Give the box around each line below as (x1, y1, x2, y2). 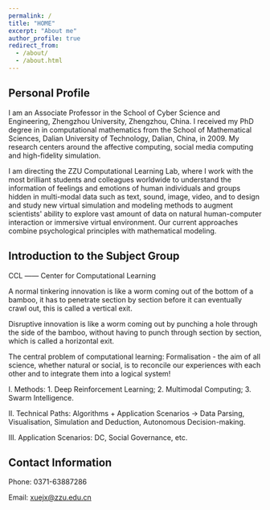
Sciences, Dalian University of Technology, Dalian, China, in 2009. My (8, 134, 239, 143)
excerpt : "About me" (8, 27, 78, 35)
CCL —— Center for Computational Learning (8, 270, 157, 280)
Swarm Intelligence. (8, 393, 75, 402)
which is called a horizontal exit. (8, 335, 115, 346)
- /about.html (15, 57, 63, 65)
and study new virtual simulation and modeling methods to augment (8, 200, 233, 210)
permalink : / (8, 11, 52, 20)
